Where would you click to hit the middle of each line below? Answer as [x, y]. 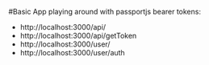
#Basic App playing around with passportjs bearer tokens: [105, 12]
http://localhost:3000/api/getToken [78, 36]
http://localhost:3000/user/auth [72, 53]
